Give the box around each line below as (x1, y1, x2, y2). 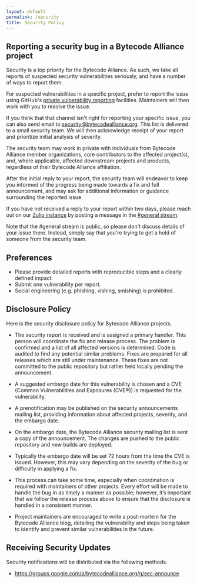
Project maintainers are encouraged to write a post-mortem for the (14, 513, 176, 520)
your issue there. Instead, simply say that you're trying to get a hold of (6, 229, 176, 236)
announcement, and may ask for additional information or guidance (6, 187, 169, 195)
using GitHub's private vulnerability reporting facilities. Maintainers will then (6, 97, 189, 104)
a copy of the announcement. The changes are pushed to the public (14, 435, 180, 442)
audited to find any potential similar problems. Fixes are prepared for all (14, 350, 188, 357)
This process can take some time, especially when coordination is (14, 476, 175, 483)
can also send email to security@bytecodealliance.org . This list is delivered (6, 120, 189, 128)
